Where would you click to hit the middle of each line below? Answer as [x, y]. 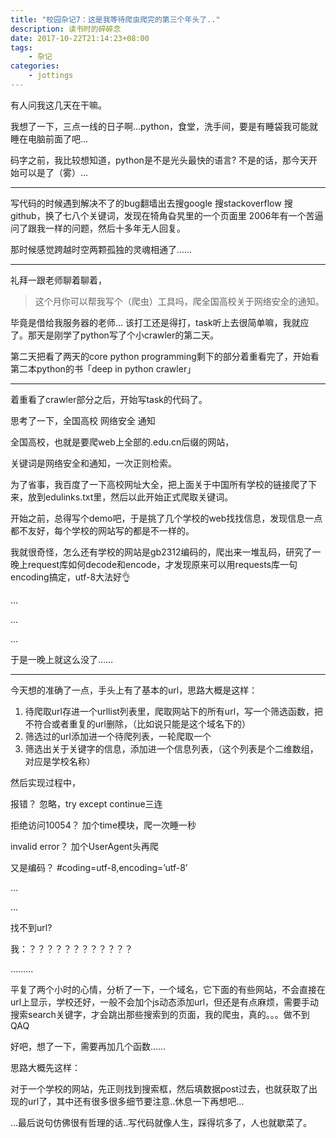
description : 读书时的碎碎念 [66, 29]
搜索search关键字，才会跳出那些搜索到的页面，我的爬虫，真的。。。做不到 [160, 1014]
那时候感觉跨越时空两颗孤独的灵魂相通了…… [101, 249]
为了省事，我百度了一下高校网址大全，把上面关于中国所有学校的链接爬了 [159, 484]
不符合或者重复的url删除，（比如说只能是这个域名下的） [137, 723]
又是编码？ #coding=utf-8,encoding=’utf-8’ [99, 867]
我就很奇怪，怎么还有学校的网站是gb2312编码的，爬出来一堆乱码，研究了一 [166, 552]
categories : [35, 66]
